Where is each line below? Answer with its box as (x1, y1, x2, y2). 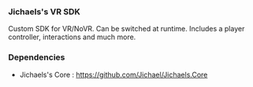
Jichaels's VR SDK (8, 6, 81, 17)
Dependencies (8, 52, 65, 63)
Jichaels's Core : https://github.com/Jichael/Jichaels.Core (19, 70, 208, 79)
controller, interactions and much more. (8, 32, 136, 42)
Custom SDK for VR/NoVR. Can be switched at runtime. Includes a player (8, 24, 245, 34)
